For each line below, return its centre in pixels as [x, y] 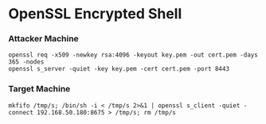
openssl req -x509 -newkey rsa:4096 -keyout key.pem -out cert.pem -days [133, 55]
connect [21, 112]
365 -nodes [26, 62]
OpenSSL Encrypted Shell [95, 14]
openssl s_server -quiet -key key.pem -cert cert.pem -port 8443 [119, 69]
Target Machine [39, 89]
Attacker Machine [44, 39]
